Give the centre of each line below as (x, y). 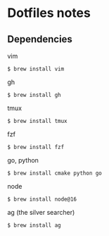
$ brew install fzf (36, 147)
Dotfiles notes (49, 13)
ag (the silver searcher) (41, 212)
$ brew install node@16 (42, 199)
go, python (23, 160)
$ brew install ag (34, 225)
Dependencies (40, 39)
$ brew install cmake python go (54, 173)
